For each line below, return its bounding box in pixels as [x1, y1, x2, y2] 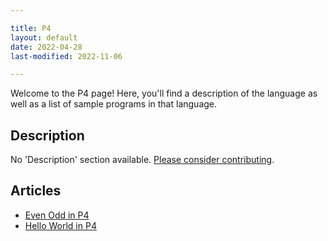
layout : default [10, 32, 78, 43]
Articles [10, 182, 62, 200]
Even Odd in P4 [24, 209, 90, 221]
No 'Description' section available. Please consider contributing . [10, 154, 275, 166]
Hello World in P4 [24, 219, 97, 231]
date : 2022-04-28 [10, 42, 83, 52]
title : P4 [10, 23, 52, 33]
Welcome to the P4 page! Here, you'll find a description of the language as [10, 87, 318, 100]
